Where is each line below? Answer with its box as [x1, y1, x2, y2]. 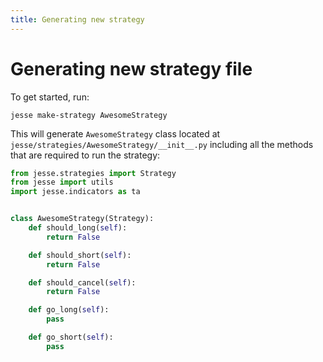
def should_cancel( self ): [28, 277, 137, 288]
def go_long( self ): [28, 305, 110, 315]
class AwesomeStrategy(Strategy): [10, 214, 155, 224]
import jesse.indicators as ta [10, 187, 141, 197]
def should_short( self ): [28, 250, 132, 260]
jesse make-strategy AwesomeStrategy [10, 110, 168, 120]
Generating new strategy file [10, 57, 253, 80]
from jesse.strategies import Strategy [10, 168, 177, 178]
